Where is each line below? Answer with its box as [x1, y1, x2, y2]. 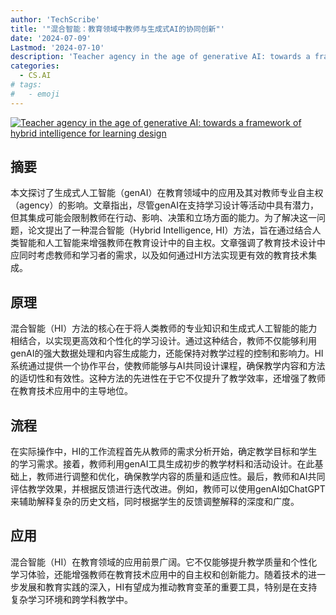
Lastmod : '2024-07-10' [10, 42, 105, 53]
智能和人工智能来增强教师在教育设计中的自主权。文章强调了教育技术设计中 [18, 237, 326, 249]
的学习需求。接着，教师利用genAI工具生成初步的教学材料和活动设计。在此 [10, 458, 315, 470]
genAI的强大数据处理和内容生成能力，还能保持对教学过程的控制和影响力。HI [10, 347, 324, 360]
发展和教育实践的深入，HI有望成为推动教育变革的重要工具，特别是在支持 [18, 581, 318, 593]
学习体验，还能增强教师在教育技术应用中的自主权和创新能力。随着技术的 [10, 568, 308, 580]
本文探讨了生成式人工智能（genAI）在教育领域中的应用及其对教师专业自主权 [10, 187, 324, 199]
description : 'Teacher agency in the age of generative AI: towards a [10, 52, 311, 62]
